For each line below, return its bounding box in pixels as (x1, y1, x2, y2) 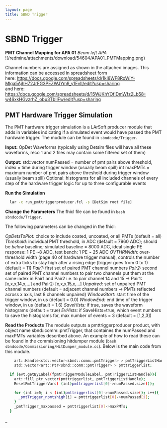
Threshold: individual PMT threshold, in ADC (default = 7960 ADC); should (5, 238, 158, 244)
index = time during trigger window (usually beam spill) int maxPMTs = (5, 165, 150, 171)
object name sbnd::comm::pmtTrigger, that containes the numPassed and (5, 327, 156, 333)
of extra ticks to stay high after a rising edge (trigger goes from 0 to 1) (5, 260, 148, 266)
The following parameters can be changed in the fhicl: (5, 223, 116, 229)
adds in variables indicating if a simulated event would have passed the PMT (5, 129, 162, 135)
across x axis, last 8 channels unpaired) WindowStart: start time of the (5, 292, 150, 298)
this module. (5, 349, 31, 355)
